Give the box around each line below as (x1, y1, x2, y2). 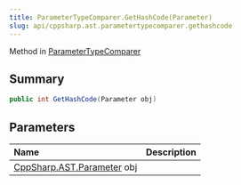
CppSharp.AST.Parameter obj (13, 161, 138, 173)
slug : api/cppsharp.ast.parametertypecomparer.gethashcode (9, 21, 233, 30)
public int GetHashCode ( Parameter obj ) (9, 95, 157, 104)
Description (145, 146, 197, 158)
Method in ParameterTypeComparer (9, 45, 141, 56)
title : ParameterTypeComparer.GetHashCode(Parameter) (9, 12, 213, 22)
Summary (9, 71, 65, 86)
